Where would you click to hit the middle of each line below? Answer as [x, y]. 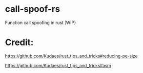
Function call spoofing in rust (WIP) [41, 23]
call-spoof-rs [32, 9]
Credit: [19, 42]
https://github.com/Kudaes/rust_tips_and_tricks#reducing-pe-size [71, 56]
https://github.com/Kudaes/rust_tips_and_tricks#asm [58, 65]
